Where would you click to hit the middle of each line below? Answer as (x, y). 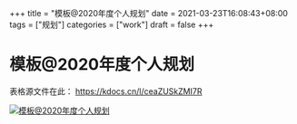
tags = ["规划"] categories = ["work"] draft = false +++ (112, 24)
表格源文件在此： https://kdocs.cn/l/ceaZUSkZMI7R (106, 91)
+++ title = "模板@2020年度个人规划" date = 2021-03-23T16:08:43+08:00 (149, 13)
